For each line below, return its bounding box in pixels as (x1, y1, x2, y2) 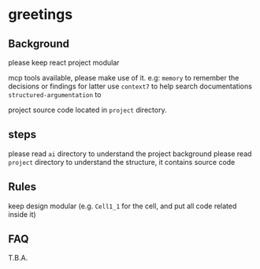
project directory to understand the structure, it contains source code (8, 157, 236, 166)
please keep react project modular (8, 58, 120, 67)
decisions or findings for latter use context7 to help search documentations (8, 81, 252, 91)
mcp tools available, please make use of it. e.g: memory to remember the (8, 73, 240, 82)
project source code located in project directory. (8, 105, 167, 114)
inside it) (8, 209, 37, 219)
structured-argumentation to (8, 90, 102, 99)
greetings (8, 6, 73, 24)
